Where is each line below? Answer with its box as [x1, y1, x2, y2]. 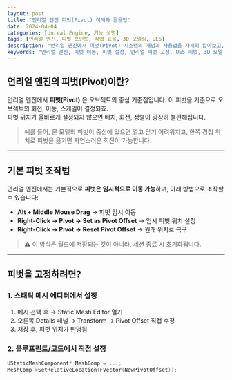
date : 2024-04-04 [7, 23, 57, 30]
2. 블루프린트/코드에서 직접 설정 [7, 344, 106, 354]
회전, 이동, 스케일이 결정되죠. [30, 104, 108, 113]
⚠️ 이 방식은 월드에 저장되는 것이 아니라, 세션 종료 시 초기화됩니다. [23, 240, 202, 248]
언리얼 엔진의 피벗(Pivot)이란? [7, 76, 130, 88]
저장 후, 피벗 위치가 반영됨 [17, 325, 88, 334]
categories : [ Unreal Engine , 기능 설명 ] [7, 29, 119, 37]
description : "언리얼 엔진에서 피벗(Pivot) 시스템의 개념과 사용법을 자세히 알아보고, [7, 42, 224, 49]
